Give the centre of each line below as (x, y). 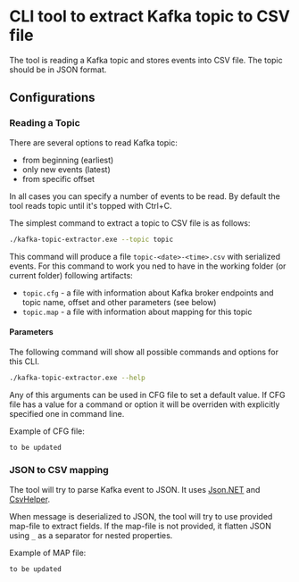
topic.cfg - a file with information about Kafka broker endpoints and (148, 293)
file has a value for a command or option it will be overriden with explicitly (145, 404)
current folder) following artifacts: (71, 275)
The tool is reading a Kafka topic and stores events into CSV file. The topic (146, 60)
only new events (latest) (66, 169)
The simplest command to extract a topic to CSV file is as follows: (130, 223)
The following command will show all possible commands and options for (144, 352)
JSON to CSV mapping (59, 470)
